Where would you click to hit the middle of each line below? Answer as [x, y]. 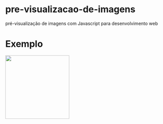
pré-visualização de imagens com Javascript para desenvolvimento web [82, 23]
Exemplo [24, 44]
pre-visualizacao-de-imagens [70, 9]
